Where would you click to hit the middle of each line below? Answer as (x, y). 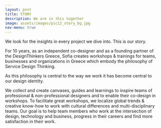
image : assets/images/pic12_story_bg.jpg (48, 23)
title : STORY (18, 14)
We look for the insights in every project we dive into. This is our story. (76, 41)
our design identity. (24, 81)
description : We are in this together (44, 18)
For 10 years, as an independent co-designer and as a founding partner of (79, 51)
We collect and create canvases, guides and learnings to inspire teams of (79, 91)
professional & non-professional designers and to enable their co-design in (80, 96)
